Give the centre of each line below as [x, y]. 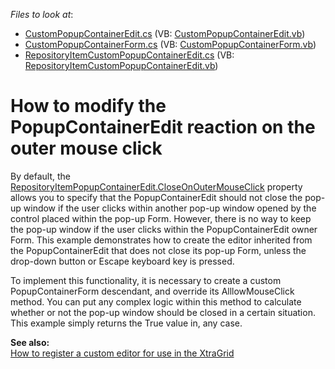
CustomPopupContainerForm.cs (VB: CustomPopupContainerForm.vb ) [170, 44]
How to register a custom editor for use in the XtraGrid [122, 353]
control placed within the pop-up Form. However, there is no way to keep [161, 218]
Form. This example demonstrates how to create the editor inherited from [161, 240]
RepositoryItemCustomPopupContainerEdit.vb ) [121, 65]
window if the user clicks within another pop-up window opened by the [170, 208]
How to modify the [88, 106]
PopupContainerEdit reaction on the [163, 127]
